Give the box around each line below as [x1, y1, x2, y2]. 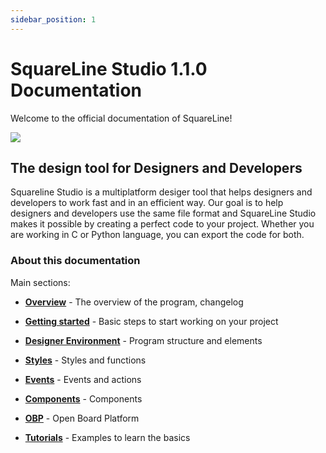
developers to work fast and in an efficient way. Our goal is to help [10, 197, 284, 209]
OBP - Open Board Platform [24, 412, 140, 424]
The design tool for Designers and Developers [10, 159, 303, 176]
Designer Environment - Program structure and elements [24, 334, 263, 346]
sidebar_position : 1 [10, 14, 97, 25]
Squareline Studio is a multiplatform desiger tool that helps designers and [10, 186, 313, 198]
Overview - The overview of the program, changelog [24, 296, 244, 308]
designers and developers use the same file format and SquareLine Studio [10, 207, 317, 220]
